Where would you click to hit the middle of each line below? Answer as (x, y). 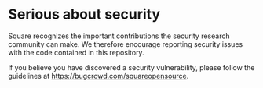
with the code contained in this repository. (76, 52)
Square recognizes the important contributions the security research (119, 36)
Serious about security (84, 14)
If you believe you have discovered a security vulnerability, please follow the (131, 67)
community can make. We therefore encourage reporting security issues (126, 44)
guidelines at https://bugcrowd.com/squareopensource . (99, 76)
